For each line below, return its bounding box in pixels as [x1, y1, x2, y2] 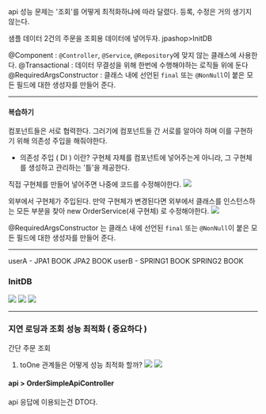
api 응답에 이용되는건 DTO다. [8, 397, 98, 406]
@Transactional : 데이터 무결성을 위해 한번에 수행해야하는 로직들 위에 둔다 [18, 60, 249, 70]
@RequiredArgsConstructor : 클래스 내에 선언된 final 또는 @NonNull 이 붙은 [8, 70, 245, 79]
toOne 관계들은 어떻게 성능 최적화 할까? [19, 359, 142, 370]
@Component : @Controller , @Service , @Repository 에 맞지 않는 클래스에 [8, 51, 237, 59]
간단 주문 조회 [8, 343, 51, 352]
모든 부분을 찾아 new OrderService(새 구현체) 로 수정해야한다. [16, 207, 210, 216]
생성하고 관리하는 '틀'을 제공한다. [28, 163, 131, 173]
